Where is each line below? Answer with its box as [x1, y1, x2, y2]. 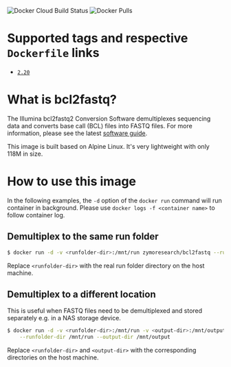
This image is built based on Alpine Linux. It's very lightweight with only [7, 142, 210, 150]
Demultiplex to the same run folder [7, 230, 159, 243]
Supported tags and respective [7, 31, 188, 46]
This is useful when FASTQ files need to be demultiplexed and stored [7, 307, 203, 315]
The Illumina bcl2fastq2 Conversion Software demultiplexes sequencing [7, 114, 211, 123]
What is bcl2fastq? [7, 92, 117, 108]
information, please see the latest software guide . [7, 129, 148, 137]
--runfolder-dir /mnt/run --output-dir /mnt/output [19, 333, 170, 341]
